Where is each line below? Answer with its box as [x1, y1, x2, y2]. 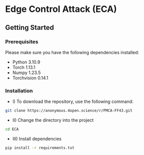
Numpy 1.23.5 [12, 70, 41, 76]
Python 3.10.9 [12, 59, 41, 65]
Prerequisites [5, 38, 38, 45]
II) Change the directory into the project [12, 117, 94, 123]
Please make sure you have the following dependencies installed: [5, 49, 140, 55]
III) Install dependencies [12, 136, 62, 142]
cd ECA [5, 127, 19, 132]
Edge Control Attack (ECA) [5, 3, 117, 15]
